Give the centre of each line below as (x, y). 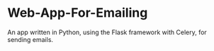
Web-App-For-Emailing (78, 13)
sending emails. (30, 39)
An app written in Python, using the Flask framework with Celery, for (107, 32)
